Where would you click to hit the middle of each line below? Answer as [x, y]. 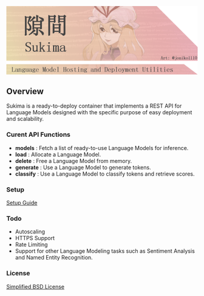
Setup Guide [22, 203]
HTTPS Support [35, 238]
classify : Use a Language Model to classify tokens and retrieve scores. [105, 174]
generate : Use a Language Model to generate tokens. [83, 167]
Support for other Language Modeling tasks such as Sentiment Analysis [105, 251]
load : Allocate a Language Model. [58, 154]
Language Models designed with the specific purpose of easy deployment [99, 112]
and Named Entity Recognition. [54, 258]
